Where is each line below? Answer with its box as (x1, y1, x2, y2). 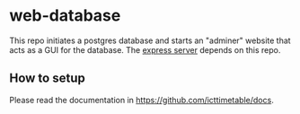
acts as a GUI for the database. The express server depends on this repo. (9, 44, 281, 55)
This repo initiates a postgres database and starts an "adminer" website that (9, 35, 291, 46)
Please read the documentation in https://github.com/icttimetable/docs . (9, 94, 274, 105)
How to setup (9, 71, 85, 86)
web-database (9, 5, 121, 26)
